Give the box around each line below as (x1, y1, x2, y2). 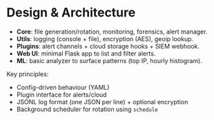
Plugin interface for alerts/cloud (16, 91, 108, 99)
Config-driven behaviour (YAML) (16, 83, 110, 91)
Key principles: (6, 70, 49, 78)
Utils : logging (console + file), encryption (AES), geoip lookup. (16, 34, 194, 43)
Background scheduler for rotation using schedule (16, 105, 158, 113)
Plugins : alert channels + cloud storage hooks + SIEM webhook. (16, 42, 200, 50)
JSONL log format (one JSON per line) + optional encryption (16, 97, 188, 106)
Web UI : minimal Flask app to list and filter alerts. (16, 49, 156, 58)
